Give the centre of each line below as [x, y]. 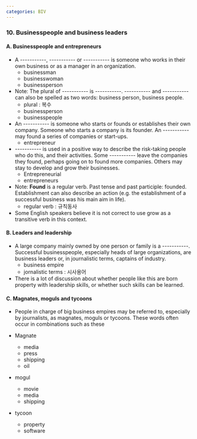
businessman [40, 72]
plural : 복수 [38, 104]
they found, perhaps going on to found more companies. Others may [98, 161]
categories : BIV [26, 12]
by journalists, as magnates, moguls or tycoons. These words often [96, 318]
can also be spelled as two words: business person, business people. [99, 97]
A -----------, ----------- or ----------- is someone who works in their [100, 59]
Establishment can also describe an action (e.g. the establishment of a [100, 193]
